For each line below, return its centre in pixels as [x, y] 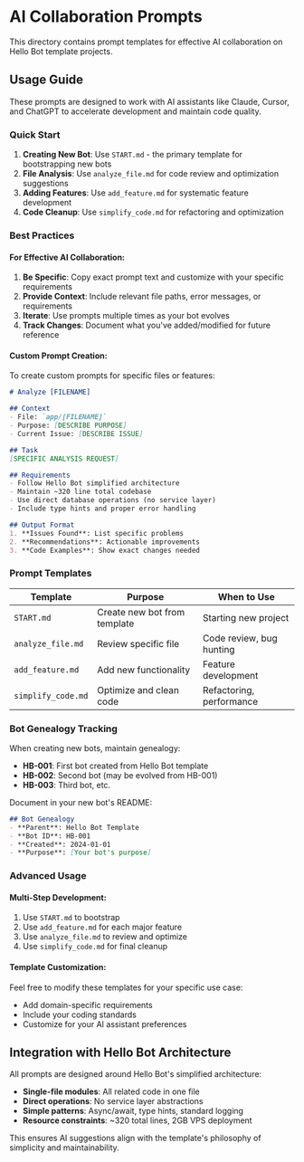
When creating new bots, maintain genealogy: [95, 748]
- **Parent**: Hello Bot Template [75, 827]
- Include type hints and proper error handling [103, 509]
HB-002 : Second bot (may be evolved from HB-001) [120, 775]
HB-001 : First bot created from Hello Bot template [115, 766]
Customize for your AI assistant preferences [104, 1024]
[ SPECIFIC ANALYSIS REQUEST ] [64, 459]
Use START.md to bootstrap [71, 918]
